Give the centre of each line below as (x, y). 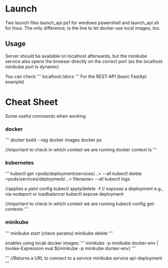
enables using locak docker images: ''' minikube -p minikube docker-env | (82, 243)
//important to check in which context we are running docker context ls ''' (81, 149)
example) (15, 81)
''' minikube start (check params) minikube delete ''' (59, 233)
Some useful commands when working (46, 116)
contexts (14, 209)
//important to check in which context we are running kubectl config (75, 204)
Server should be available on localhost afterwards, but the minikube (76, 56)
